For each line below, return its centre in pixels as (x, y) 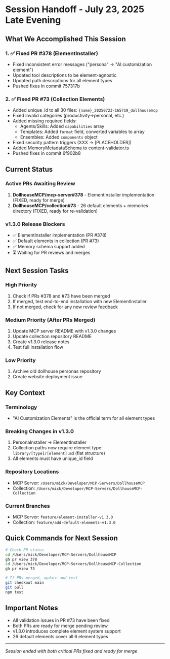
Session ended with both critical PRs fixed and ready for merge (71, 651)
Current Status (29, 169)
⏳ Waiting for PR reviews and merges (51, 253)
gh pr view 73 (20, 569)
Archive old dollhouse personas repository (57, 371)
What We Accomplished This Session (66, 39)
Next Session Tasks (37, 270)
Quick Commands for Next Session (61, 538)
